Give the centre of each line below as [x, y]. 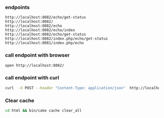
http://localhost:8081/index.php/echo [44, 43]
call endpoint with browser [37, 55]
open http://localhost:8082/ [35, 65]
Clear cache [20, 100]
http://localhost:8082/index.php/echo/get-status [57, 39]
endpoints [18, 7]
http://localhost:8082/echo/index [40, 30]
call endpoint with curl [32, 78]
